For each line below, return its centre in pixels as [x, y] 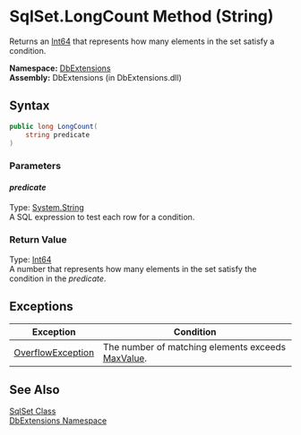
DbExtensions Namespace [58, 421]
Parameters [35, 166]
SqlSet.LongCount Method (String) [142, 17]
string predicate [58, 135]
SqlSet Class [33, 411]
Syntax [30, 106]
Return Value [38, 240]
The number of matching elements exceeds [194, 346]
